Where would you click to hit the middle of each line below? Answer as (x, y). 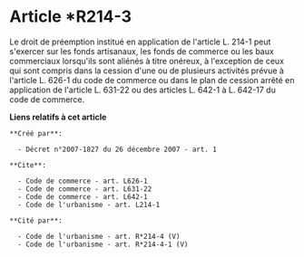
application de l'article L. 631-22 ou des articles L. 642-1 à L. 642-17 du (143, 90)
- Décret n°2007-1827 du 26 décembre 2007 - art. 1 (118, 149)
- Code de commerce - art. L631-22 (85, 189)
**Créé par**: (36, 133)
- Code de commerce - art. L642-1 (83, 196)
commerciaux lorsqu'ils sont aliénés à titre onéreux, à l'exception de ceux (147, 61)
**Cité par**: (36, 220)
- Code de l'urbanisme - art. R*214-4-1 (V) (103, 244)
